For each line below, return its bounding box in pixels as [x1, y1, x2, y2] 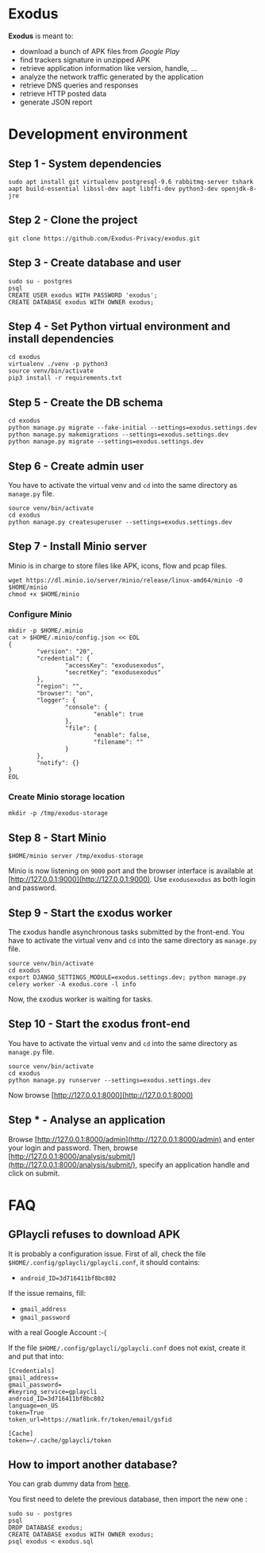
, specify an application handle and [134, 1160, 250, 1169]
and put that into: [8, 1351, 64, 1361]
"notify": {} [36, 759, 80, 767]
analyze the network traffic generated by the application [19, 72, 204, 81]
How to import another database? [8, 1458, 179, 1472]
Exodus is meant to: [8, 31, 74, 41]
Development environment [8, 125, 188, 143]
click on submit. [8, 1168, 60, 1178]
